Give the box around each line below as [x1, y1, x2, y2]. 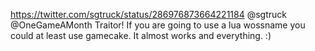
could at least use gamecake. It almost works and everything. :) [10, 30, 272, 41]
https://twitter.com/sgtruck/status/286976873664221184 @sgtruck [10, 9, 287, 20]
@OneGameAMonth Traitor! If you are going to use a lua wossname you [10, 19, 306, 31]
